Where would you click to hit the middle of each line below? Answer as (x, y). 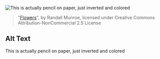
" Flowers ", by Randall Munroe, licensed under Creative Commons (86, 17)
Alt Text (18, 39)
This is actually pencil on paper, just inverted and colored (65, 51)
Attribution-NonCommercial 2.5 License (59, 23)
